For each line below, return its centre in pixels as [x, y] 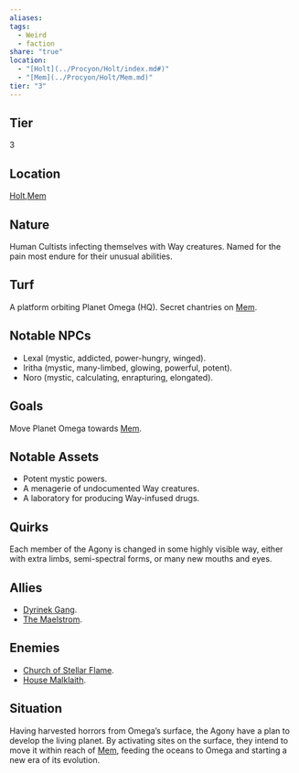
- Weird [32, 35]
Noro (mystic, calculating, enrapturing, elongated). [117, 377]
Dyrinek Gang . [50, 609]
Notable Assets [54, 457]
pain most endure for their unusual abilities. [91, 256]
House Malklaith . [54, 680]
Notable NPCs [50, 336]
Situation [36, 709]
